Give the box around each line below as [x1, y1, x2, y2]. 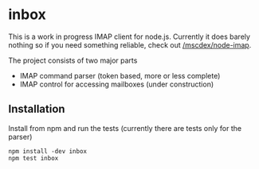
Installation [8, 102, 65, 116]
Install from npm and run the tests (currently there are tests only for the [8, 123, 241, 133]
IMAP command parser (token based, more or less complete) [19, 71, 221, 80]
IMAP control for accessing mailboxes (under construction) [19, 79, 214, 89]
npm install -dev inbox [8, 147, 88, 156]
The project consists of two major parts [8, 56, 138, 65]
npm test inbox [8, 154, 59, 162]
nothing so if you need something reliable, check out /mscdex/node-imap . [8, 40, 252, 49]
